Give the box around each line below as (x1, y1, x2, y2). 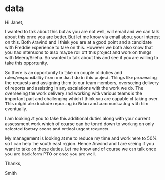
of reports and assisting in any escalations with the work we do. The (5, 85, 144, 91)
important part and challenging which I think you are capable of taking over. (5, 95, 159, 101)
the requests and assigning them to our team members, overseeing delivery (5, 79, 159, 86)
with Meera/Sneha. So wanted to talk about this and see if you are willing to (5, 54, 159, 60)
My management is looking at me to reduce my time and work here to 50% (5, 135, 157, 141)
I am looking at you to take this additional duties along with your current (5, 115, 150, 121)
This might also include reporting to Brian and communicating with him (5, 101, 149, 106)
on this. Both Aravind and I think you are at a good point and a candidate (5, 39, 152, 45)
